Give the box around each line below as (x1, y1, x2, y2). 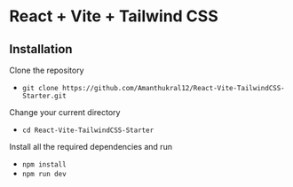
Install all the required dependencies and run (9, 142, 173, 152)
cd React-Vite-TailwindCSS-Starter (21, 126, 154, 135)
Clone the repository (9, 65, 84, 75)
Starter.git (21, 91, 67, 100)
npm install (21, 160, 67, 169)
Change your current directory (9, 107, 121, 117)
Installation (9, 42, 73, 57)
